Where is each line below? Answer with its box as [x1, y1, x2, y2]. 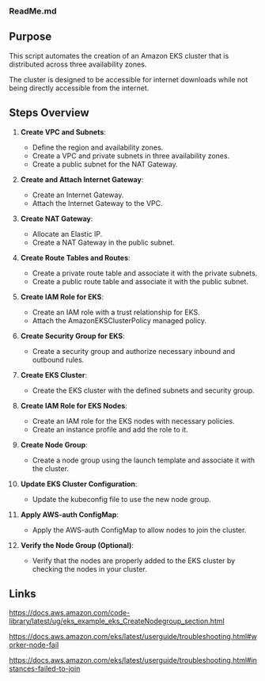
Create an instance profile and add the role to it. [32, 424, 188, 434]
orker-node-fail [9, 640, 59, 650]
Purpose [9, 30, 52, 44]
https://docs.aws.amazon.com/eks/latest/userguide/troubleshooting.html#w [9, 632, 258, 641]
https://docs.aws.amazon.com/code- [9, 608, 131, 618]
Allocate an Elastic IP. [32, 229, 103, 238]
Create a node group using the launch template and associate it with [32, 455, 256, 465]
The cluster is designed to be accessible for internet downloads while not [9, 74, 248, 84]
